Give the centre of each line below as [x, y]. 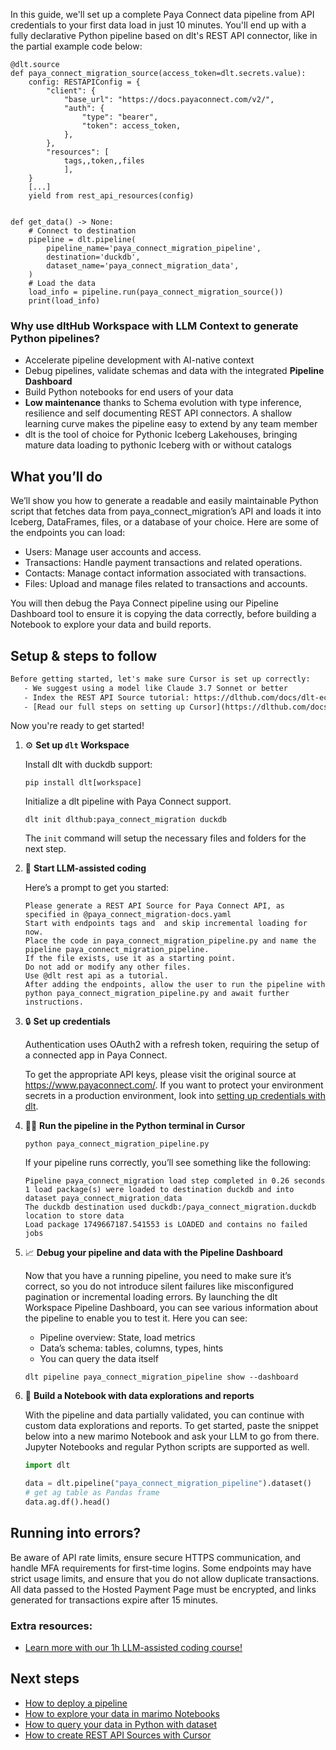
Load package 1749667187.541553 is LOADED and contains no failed [166, 1225]
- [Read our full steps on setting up [104, 707]
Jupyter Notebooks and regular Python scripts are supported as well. [167, 1447]
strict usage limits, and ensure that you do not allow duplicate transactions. [165, 1578]
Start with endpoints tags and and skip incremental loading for [166, 924]
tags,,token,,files [104, 161]
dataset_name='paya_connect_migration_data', [143, 266]
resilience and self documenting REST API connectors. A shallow [158, 413]
